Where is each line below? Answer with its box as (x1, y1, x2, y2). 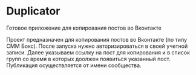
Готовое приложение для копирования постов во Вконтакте (6, 24, 162, 31)
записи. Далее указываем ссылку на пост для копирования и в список (6, 48, 191, 56)
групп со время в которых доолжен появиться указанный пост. (6, 55, 171, 62)
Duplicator (6, 4, 60, 18)
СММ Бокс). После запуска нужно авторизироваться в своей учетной (6, 42, 188, 50)
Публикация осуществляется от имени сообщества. (6, 62, 142, 69)
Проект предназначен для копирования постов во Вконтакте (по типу (6, 36, 188, 43)
